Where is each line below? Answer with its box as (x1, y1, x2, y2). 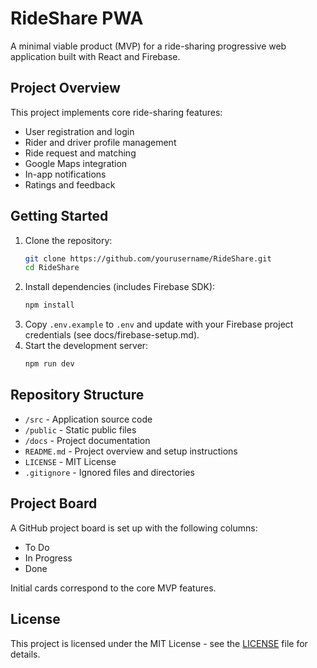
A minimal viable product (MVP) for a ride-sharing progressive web (10, 40, 287, 52)
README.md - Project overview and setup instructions (24, 445, 238, 457)
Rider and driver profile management (24, 136, 177, 148)
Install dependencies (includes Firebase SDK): (24, 281, 216, 293)
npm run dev (24, 359, 75, 369)
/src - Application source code (24, 413, 153, 425)
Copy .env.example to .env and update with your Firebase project (24, 318, 294, 331)
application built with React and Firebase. (10, 50, 181, 62)
